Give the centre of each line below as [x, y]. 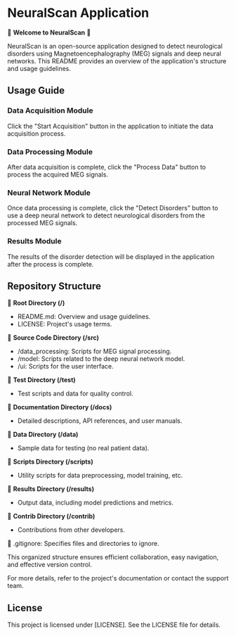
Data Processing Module [50, 151]
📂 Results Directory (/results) [51, 489]
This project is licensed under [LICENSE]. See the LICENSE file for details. [114, 625]
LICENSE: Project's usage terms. [65, 324]
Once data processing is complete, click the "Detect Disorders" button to [113, 208]
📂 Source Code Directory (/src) [53, 338]
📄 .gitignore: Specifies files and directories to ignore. [83, 544]
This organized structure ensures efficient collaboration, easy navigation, [113, 557]
